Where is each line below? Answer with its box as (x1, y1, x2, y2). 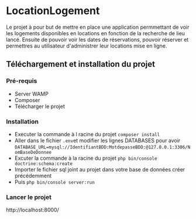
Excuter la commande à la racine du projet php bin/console (14, 154, 157, 161)
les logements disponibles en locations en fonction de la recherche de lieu (6, 29, 185, 36)
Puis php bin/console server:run (14, 178, 95, 186)
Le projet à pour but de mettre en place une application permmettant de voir (6, 23, 190, 31)
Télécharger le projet (14, 103, 66, 110)
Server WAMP (14, 90, 49, 97)
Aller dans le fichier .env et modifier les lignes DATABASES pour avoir (14, 137, 181, 144)
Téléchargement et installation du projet (6, 59, 155, 69)
